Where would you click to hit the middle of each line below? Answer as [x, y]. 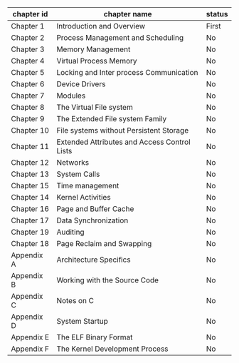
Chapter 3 [28, 49]
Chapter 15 [30, 186]
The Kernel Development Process [112, 349]
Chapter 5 [28, 72]
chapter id [30, 14]
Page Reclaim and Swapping [104, 244]
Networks [73, 162]
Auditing [70, 232]
